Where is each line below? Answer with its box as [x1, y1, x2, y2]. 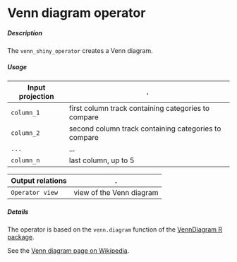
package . [7, 233, 35, 242]
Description [7, 28, 43, 37]
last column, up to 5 [69, 155, 135, 165]
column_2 [11, 129, 40, 137]
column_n [11, 157, 40, 165]
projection [18, 92, 54, 102]
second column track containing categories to [69, 124, 221, 133]
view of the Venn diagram [73, 188, 159, 198]
